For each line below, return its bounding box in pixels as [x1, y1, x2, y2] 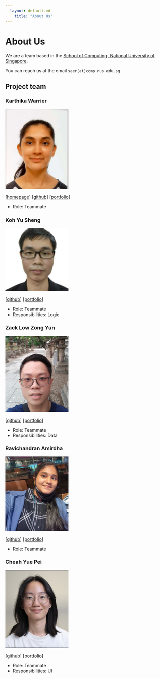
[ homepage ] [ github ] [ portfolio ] [5, 194, 71, 200]
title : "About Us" [14, 13, 53, 19]
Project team [5, 82, 46, 91]
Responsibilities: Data [12, 432, 58, 439]
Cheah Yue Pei [5, 558, 42, 565]
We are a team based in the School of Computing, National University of [5, 53, 155, 59]
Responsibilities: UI [12, 668, 52, 674]
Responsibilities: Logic [12, 311, 60, 318]
